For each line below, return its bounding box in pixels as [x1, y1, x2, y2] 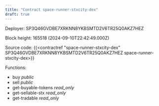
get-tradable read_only [12, 95, 59, 101]
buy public [12, 74, 34, 80]
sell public [12, 79, 34, 85]
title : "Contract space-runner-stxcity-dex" [5, 7, 98, 12]
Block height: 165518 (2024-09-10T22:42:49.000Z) [5, 35, 110, 41]
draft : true [5, 12, 30, 17]
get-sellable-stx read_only [12, 90, 66, 96]
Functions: [5, 65, 27, 71]
